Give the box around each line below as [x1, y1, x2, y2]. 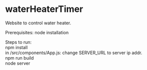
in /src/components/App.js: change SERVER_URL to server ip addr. [5, 50, 142, 56]
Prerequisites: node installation [5, 29, 69, 35]
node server [5, 60, 30, 66]
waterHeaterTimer [5, 3, 83, 15]
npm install [5, 44, 28, 50]
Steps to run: [5, 39, 32, 45]
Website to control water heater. [5, 20, 71, 26]
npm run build [5, 55, 34, 61]
